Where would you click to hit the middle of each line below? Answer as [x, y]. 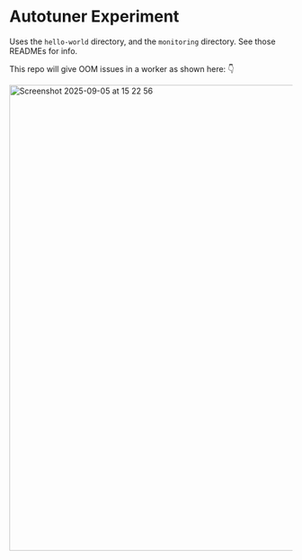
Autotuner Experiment [94, 17]
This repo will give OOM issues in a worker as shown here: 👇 [122, 68]
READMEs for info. [44, 50]
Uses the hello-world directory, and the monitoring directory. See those [142, 41]
